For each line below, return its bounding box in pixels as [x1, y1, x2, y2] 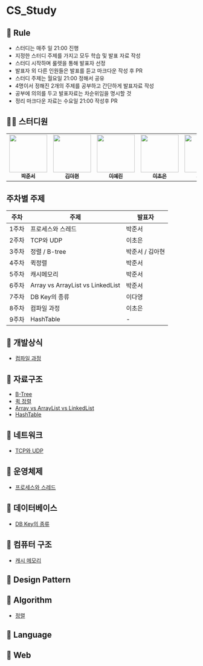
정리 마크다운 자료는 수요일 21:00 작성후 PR [14, 97, 118, 104]
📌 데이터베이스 [6, 503, 57, 513]
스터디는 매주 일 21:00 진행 [14, 45, 79, 51]
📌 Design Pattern [6, 574, 71, 584]
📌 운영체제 [6, 466, 43, 477]
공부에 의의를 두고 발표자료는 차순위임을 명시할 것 [14, 90, 132, 97]
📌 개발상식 [6, 338, 43, 348]
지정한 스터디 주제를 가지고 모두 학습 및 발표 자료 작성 [14, 52, 141, 59]
